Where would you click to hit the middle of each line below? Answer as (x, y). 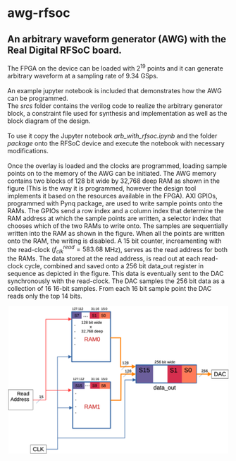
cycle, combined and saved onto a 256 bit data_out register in (114, 266)
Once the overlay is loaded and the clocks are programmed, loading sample (117, 166)
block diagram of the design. (49, 121)
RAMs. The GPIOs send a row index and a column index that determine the (116, 210)
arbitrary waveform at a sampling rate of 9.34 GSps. (83, 76)
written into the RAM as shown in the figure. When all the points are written (116, 233)
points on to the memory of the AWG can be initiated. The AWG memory (112, 173)
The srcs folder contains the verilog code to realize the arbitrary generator (115, 106)
